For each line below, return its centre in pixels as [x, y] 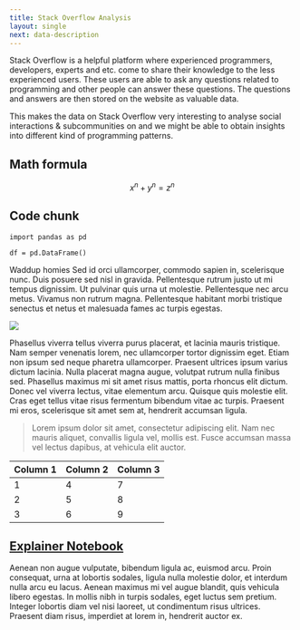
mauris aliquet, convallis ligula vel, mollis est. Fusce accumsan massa [161, 437]
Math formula [48, 164]
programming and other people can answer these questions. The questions [150, 89]
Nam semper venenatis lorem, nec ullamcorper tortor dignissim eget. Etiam [150, 352]
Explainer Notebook [67, 546]
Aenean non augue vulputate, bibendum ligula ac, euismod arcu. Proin [140, 568]
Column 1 [35, 470]
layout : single [38, 26]
